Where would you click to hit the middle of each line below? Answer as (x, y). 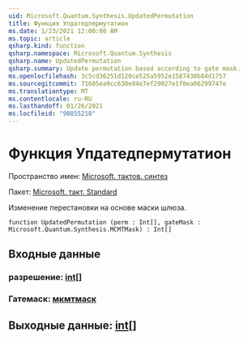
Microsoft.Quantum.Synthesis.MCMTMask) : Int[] (90, 229)
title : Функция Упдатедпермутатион (68, 23)
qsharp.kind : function (47, 46)
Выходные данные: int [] (73, 325)
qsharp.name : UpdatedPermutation (65, 62)
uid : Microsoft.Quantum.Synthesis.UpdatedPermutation (101, 16)
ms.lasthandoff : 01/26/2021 (56, 106)
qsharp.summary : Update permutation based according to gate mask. (125, 69)
